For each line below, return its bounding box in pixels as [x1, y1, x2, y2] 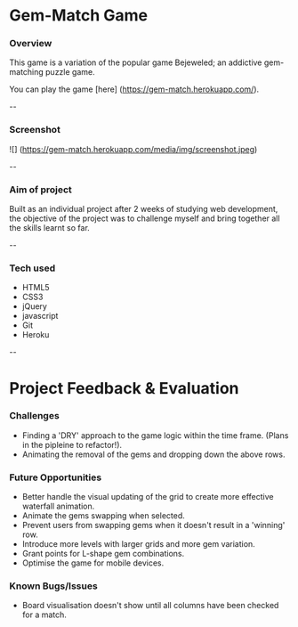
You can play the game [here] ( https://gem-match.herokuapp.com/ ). [9, 84, 260, 94]
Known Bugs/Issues [9, 580, 98, 592]
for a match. [21, 609, 67, 620]
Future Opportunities [9, 471, 102, 484]
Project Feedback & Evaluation [9, 378, 239, 398]
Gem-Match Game [9, 5, 149, 26]
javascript [21, 311, 59, 322]
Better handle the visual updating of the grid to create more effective [21, 492, 274, 502]
